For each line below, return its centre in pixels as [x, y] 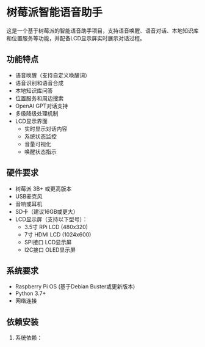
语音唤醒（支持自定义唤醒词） [52, 75]
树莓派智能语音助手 [55, 13]
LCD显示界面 [31, 121]
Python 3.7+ [31, 293]
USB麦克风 [29, 196]
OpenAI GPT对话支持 [41, 106]
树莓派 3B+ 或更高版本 [43, 188]
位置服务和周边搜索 [39, 98]
